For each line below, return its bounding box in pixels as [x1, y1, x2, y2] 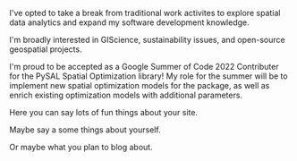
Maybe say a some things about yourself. [9, 124, 161, 135]
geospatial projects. [9, 44, 82, 55]
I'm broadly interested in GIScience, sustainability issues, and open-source [9, 35, 285, 45]
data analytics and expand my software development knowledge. [9, 17, 250, 28]
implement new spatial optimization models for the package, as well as [9, 80, 270, 90]
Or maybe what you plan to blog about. [9, 142, 154, 152]
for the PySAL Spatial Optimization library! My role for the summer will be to [9, 71, 288, 81]
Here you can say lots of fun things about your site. [9, 107, 199, 117]
